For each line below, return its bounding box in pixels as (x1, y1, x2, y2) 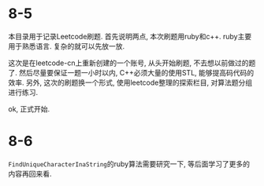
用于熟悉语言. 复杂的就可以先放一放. (8, 41, 125, 51)
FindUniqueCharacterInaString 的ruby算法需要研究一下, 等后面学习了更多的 (8, 159, 251, 169)
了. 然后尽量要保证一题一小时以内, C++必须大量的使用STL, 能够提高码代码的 (8, 67, 255, 77)
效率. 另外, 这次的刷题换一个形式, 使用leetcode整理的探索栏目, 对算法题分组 (8, 78, 253, 87)
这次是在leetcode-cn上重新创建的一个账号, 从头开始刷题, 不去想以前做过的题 (8, 58, 256, 67)
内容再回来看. (8, 169, 53, 178)
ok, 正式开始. (8, 104, 50, 114)
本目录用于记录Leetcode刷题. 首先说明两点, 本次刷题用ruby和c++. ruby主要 (8, 31, 252, 41)
